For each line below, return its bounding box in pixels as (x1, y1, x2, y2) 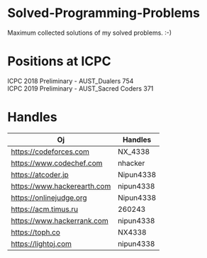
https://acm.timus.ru (11, 204, 79, 214)
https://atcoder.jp (11, 169, 69, 179)
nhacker (118, 158, 145, 168)
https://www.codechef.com (11, 158, 103, 168)
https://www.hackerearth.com (11, 181, 111, 191)
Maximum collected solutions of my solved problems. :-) (7, 28, 172, 37)
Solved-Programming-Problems (7, 5, 201, 21)
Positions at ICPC (7, 53, 111, 69)
